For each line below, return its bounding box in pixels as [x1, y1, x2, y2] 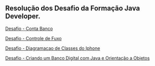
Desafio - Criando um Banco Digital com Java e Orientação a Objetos [5, 55, 150, 61]
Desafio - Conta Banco [5, 25, 53, 31]
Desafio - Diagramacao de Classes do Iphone [5, 45, 100, 51]
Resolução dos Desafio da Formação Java [5, 4, 140, 13]
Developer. [5, 12, 41, 21]
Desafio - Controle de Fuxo [5, 35, 62, 41]
